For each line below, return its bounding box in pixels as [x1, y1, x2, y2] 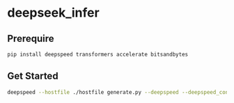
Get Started [7, 70, 58, 82]
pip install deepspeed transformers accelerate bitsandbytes [7, 51, 189, 58]
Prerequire [7, 33, 54, 45]
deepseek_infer [7, 5, 100, 21]
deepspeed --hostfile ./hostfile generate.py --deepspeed [7, 88, 179, 95]
